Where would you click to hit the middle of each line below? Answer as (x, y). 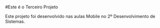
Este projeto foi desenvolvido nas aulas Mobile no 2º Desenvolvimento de (80, 16)
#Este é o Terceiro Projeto (32, 7)
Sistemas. (15, 21)
